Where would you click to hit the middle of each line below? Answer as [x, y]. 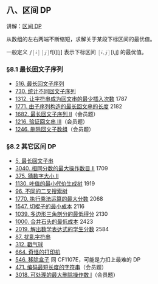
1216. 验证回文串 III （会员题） [52, 122]
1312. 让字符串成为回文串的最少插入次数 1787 [71, 99]
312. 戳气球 [29, 244]
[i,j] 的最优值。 [129, 52]
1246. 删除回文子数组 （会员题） [55, 130]
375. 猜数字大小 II [37, 176]
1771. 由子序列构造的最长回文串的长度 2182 [69, 106]
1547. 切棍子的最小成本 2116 [50, 206]
